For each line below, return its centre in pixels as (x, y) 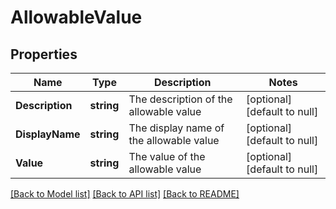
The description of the (180, 99)
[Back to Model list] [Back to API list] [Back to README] (125, 194)
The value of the (167, 156)
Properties (44, 54)
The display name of (176, 128)
